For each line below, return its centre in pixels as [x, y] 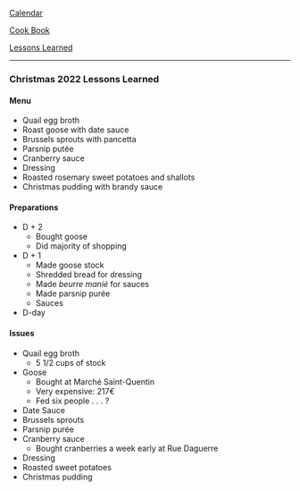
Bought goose [61, 237]
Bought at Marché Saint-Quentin [95, 381]
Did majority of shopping [81, 246]
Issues [22, 333]
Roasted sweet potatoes [67, 467]
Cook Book [30, 30]
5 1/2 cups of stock [71, 362]
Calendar [26, 13]
